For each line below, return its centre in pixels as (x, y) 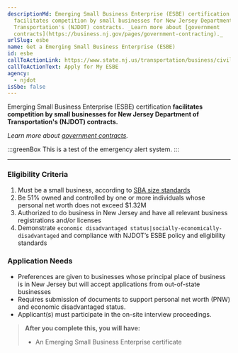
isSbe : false (27, 87)
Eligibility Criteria (38, 175)
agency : (19, 73)
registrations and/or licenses (59, 220)
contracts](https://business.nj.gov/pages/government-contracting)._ (118, 34)
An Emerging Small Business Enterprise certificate (108, 342)
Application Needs (40, 261)
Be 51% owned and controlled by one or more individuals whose (111, 197)
